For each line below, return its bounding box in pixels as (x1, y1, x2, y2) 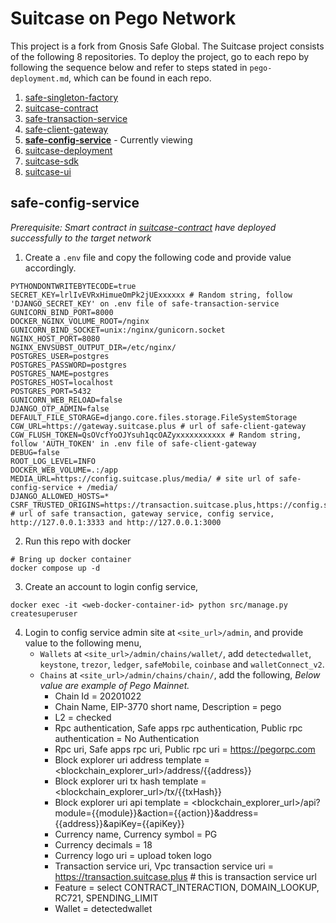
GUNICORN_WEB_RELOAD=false (10, 395, 123, 405)
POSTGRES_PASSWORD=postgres (10, 360, 128, 370)
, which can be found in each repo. (68, 72, 212, 84)
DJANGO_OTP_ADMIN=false (10, 403, 110, 414)
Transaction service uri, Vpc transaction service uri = (54, 860, 274, 872)
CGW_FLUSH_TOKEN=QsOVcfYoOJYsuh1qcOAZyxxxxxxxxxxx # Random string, (10, 430, 302, 440)
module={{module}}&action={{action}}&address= (54, 807, 259, 819)
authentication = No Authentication (54, 732, 200, 744)
